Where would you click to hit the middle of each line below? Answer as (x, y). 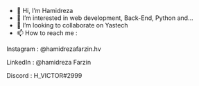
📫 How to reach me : (47, 33)
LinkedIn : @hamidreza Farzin (49, 62)
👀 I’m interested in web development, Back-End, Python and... (105, 18)
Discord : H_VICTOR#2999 (44, 75)
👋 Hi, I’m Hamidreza (45, 11)
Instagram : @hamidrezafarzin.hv (54, 49)
